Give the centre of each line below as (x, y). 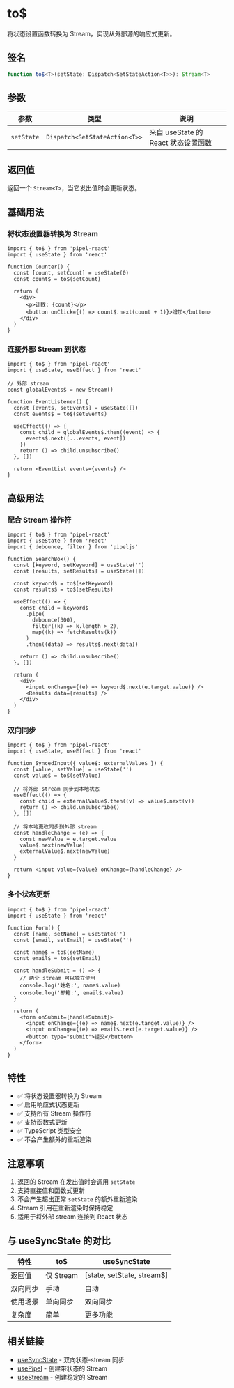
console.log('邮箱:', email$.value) (72, 993)
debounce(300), (54, 620)
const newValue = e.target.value (68, 839)
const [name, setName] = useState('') (70, 934)
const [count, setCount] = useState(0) (71, 273)
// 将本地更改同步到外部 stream (55, 827)
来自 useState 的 (176, 132)
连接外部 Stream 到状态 (46, 349)
